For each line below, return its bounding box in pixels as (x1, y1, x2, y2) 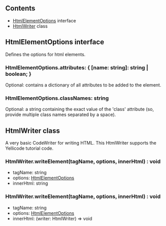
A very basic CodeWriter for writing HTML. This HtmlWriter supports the (5, 140, 157, 146)
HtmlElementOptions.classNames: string (5, 94, 109, 101)
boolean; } (5, 70, 32, 77)
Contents (5, 4, 36, 13)
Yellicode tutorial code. (5, 145, 53, 152)
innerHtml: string (12, 180, 48, 186)
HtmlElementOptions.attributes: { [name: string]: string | (5, 64, 149, 71)
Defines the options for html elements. (5, 51, 86, 58)
